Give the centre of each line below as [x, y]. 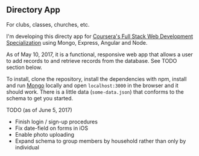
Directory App [33, 10]
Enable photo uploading [44, 134]
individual [27, 147]
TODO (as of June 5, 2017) [39, 110]
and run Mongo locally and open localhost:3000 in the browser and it [93, 85]
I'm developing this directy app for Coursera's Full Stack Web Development [100, 36]
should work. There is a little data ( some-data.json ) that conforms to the [95, 92]
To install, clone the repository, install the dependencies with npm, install [96, 79]
